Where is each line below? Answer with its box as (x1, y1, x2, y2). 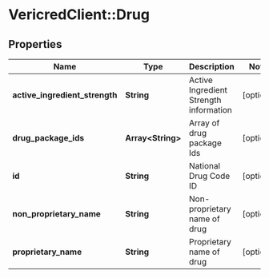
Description (189, 62, 235, 72)
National (189, 161, 221, 171)
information (189, 105, 232, 115)
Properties (8, 38, 62, 51)
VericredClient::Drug (8, 6, 151, 24)
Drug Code (189, 170, 231, 181)
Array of (189, 117, 220, 129)
